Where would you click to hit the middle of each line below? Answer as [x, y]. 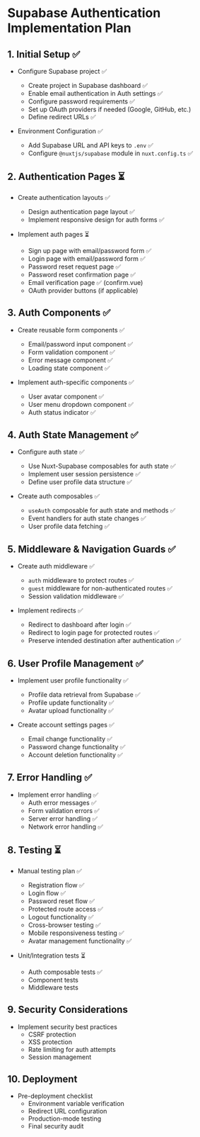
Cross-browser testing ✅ [64, 925]
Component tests [53, 980]
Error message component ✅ [70, 360]
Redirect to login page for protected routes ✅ [94, 633]
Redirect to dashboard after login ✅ [80, 624]
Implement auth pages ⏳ [53, 234]
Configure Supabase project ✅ [62, 71]
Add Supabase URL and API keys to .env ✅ [91, 145]
